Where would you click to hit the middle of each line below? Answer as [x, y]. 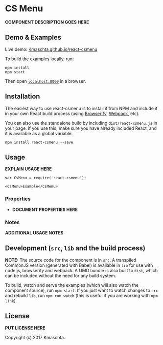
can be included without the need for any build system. [61, 276]
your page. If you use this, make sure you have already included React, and [81, 128]
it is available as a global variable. [39, 133]
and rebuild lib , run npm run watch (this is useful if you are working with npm [81, 295]
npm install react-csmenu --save [39, 142]
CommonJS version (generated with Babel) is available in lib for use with [79, 265]
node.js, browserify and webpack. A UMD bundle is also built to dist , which [81, 270]
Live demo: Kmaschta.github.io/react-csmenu [51, 49]
